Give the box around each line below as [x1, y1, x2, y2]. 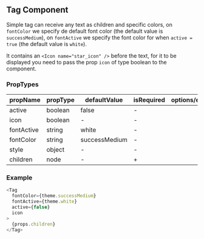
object [46, 146, 65, 154]
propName [9, 96, 41, 104]
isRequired [133, 96, 166, 104]
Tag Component [6, 5, 69, 15]
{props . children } [12, 221, 56, 227]
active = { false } [12, 204, 50, 210]
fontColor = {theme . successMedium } [12, 193, 97, 199]
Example [6, 173, 33, 182]
